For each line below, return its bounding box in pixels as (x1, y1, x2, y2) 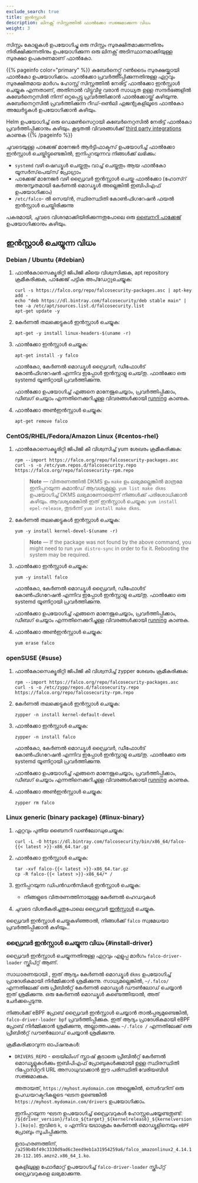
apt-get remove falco (14, 418, 68, 424)
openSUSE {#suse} (6, 654, 62, 662)
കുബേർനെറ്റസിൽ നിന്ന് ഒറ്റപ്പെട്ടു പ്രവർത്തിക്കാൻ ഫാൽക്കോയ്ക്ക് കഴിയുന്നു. (6, 93, 179, 101)
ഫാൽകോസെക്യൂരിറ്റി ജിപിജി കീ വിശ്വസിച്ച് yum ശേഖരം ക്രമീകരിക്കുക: (14, 445, 182, 452)
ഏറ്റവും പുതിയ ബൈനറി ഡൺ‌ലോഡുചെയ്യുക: (14, 826, 124, 834)
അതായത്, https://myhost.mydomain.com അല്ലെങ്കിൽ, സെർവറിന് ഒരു (14, 1085, 184, 1092)
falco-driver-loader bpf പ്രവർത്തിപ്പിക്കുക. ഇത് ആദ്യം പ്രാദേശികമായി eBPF (6, 1016, 190, 1023)
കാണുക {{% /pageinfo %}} (6, 131, 73, 139)
